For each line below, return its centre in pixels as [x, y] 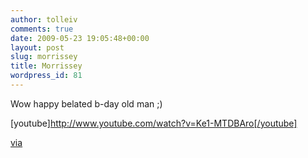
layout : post [37, 47]
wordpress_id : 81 [46, 76]
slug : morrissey [44, 57]
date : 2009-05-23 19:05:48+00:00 [80, 38]
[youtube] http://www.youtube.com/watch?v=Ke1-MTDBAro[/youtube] [154, 123]
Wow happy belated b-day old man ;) [86, 103]
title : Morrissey [46, 66]
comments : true [42, 29]
